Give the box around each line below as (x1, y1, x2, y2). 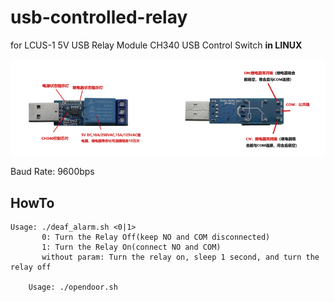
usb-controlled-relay (10, 6, 188, 29)
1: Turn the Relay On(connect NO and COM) (41, 242, 222, 253)
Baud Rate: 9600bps (10, 166, 95, 178)
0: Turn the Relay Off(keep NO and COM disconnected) (41, 232, 271, 243)
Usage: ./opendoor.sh (28, 282, 118, 293)
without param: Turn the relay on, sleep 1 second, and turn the (41, 252, 320, 263)
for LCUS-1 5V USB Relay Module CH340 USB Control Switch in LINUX (10, 39, 303, 51)
